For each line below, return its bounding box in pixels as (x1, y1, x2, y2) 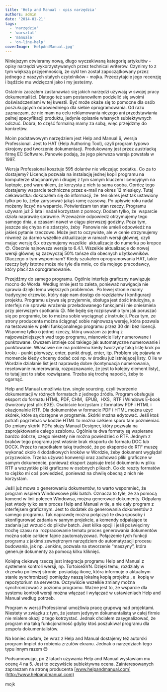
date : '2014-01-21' (5, 16, 46, 21)
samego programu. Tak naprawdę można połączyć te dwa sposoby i (5, 511, 145, 517)
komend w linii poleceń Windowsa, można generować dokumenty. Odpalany (5, 495, 162, 502)
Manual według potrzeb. (5, 595, 55, 601)
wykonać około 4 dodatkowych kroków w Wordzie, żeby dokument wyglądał (5, 449, 162, 455)
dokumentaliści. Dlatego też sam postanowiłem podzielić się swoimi (5, 94, 144, 100)
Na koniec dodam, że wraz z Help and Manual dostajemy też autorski (5, 635, 147, 641)
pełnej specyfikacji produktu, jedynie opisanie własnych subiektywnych (5, 115, 152, 121)
